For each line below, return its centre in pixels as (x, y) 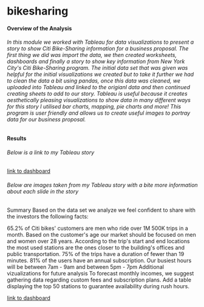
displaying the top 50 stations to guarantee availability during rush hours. (98, 286)
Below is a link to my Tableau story (51, 152)
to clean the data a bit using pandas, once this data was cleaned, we (94, 81)
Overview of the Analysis (39, 28)
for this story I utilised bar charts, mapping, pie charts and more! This (94, 107)
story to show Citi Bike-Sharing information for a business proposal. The (98, 49)
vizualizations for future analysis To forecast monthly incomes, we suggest (100, 274)
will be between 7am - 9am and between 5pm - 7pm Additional (86, 267)
